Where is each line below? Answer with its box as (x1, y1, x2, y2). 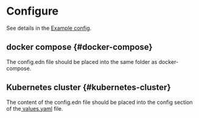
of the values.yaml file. (6, 105, 63, 112)
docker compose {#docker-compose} (6, 42, 153, 52)
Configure (6, 4, 59, 18)
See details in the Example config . (6, 24, 92, 32)
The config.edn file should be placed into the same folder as (6, 58, 158, 65)
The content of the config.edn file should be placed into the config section (6, 99, 193, 106)
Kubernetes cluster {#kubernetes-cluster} (6, 82, 172, 92)
